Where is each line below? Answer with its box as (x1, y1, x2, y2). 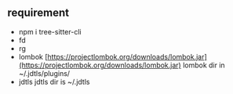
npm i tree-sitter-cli (18, 27, 82, 36)
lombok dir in (182, 60, 225, 70)
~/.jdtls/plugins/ (18, 68, 71, 78)
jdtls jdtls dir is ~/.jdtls (18, 77, 90, 86)
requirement (7, 6, 70, 20)
